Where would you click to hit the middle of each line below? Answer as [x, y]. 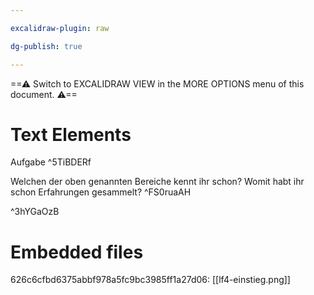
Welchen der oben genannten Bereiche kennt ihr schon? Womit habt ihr [157, 182]
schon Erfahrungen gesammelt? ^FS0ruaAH [101, 192]
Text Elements [71, 134]
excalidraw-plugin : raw [60, 28]
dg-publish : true [46, 46]
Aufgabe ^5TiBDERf [51, 162]
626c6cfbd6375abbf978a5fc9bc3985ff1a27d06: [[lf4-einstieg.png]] [150, 280]
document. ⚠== [44, 94]
